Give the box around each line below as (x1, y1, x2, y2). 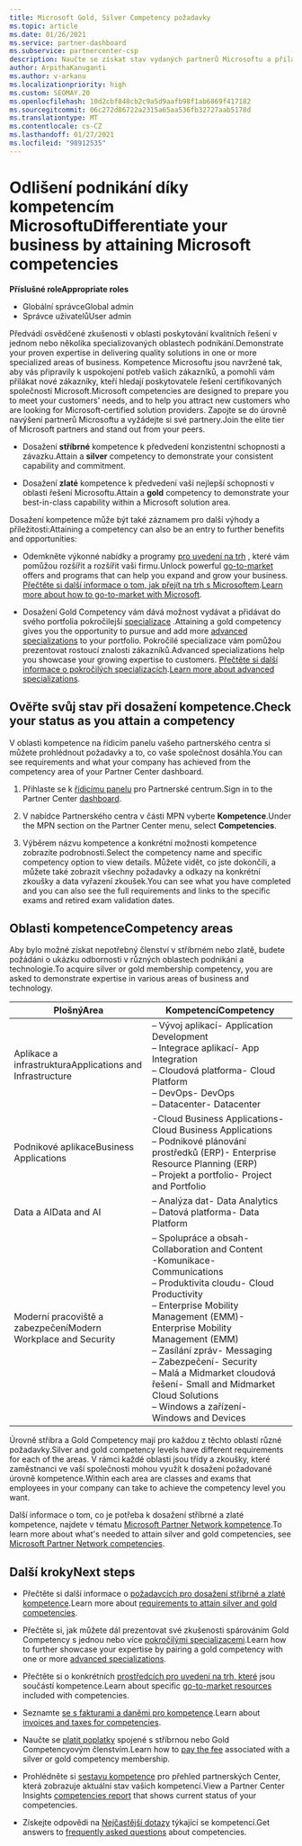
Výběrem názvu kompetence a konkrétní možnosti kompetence (22, 838, 258, 848)
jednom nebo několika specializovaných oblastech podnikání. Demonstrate (9, 337, 284, 348)
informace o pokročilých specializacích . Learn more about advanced (22, 663, 275, 675)
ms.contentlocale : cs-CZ (9, 122, 102, 131)
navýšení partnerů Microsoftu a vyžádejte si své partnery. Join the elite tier (9, 414, 285, 425)
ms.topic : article (9, 22, 78, 31)
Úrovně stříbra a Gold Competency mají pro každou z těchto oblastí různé (9, 1435, 282, 1446)
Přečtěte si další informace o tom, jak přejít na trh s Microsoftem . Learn (22, 579, 283, 590)
